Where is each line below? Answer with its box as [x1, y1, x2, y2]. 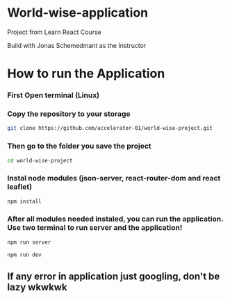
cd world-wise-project [7, 157, 73, 164]
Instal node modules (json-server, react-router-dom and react [7, 174, 221, 183]
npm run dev [7, 251, 42, 258]
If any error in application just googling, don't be [7, 271, 220, 282]
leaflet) [7, 182, 33, 192]
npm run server [7, 238, 51, 246]
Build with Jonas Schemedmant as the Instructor [7, 41, 147, 49]
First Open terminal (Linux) [7, 90, 100, 100]
